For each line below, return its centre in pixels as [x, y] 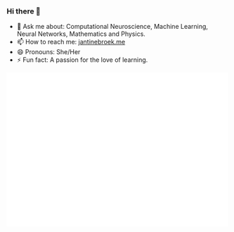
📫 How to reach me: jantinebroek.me [71, 42]
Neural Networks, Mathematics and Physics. [81, 34]
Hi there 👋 [24, 11]
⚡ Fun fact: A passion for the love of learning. [82, 60]
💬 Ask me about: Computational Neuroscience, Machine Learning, [112, 27]
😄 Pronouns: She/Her [48, 52]
